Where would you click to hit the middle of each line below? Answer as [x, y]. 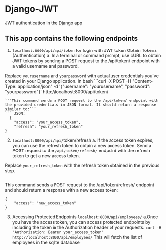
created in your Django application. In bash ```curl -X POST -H [68, 81]
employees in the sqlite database [46, 242]
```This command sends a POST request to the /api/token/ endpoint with [82, 100]
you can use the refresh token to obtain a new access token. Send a [82, 145]
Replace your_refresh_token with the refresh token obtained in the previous [82, 165]
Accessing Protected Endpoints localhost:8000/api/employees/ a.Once [85, 217]
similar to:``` [21, 109]
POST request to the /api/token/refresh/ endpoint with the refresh [81, 150]
